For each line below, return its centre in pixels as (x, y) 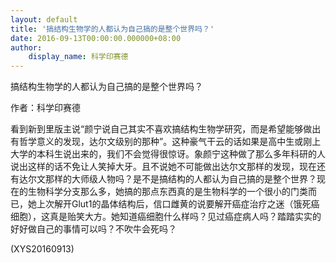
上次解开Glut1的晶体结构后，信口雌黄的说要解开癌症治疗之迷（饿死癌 (178, 204)
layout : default (44, 19)
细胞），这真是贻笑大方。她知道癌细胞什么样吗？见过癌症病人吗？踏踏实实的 (166, 217)
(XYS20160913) (42, 249)
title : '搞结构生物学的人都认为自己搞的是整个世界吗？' (112, 29)
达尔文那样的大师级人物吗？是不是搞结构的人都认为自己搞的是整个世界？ (167, 179)
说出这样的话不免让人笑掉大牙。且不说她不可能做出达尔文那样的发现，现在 (163, 167)
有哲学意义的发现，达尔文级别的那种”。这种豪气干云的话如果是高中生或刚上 (166, 142)
